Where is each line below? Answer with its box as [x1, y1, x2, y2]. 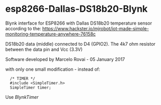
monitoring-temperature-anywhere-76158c [5, 31, 96, 37]
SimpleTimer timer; [10, 85, 52, 90]
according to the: [5, 25, 41, 31]
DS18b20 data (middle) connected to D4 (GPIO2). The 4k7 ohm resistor [5, 40, 156, 47]
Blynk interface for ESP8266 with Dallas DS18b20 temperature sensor [5, 20, 152, 26]
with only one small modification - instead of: [5, 66, 101, 72]
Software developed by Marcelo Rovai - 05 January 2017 [5, 56, 125, 62]
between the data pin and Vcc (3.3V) [5, 46, 83, 52]
